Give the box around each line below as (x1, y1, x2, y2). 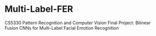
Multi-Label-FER (4, 3, 74, 15)
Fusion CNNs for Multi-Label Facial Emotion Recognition (4, 25, 119, 31)
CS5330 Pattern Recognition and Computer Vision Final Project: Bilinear (4, 20, 151, 26)
